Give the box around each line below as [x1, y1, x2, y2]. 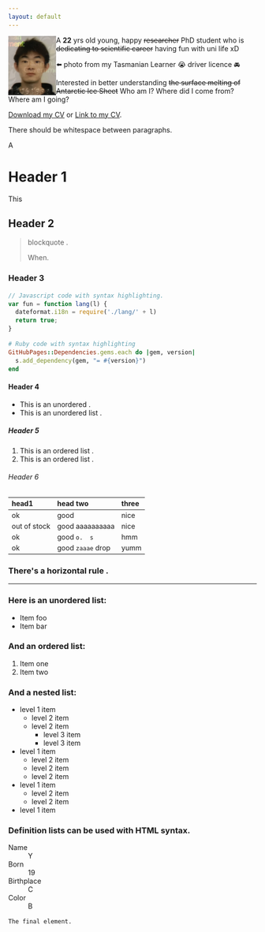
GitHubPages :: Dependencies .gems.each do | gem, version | [8, 348, 196, 356]
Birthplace [8, 876, 42, 886]
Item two [19, 667, 49, 677]
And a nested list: [8, 687, 77, 698]
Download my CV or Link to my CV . [8, 110, 122, 119]
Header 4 [8, 382, 39, 392]
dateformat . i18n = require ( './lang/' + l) [15, 308, 157, 316]
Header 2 [8, 217, 55, 230]
